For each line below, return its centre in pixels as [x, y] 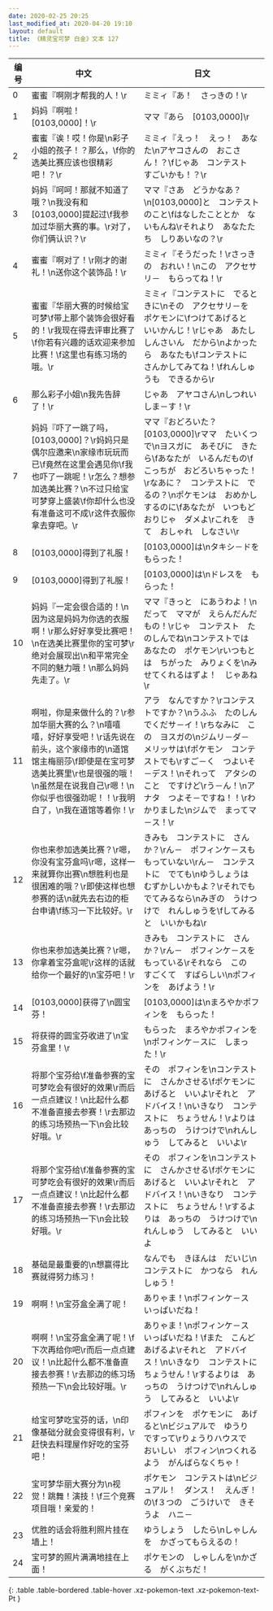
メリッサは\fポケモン [183, 749]
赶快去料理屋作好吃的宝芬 [80, 1444]
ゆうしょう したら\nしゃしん [200, 1530]
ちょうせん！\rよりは [216, 1118]
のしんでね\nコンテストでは [196, 638]
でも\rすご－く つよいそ [208, 761]
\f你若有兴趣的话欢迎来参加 [83, 342]
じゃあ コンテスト [211, 163]
